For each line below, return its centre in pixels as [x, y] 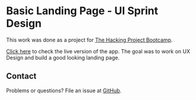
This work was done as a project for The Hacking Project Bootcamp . [89, 40]
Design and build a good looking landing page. [63, 57]
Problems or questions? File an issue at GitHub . [64, 91]
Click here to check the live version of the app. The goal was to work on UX [98, 51]
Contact [21, 76]
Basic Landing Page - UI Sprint [82, 11]
